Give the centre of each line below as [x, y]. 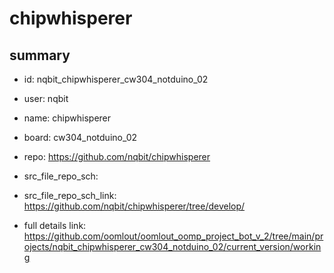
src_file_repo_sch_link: [70, 195]
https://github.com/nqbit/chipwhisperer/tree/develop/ [134, 206]
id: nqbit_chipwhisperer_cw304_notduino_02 [116, 79]
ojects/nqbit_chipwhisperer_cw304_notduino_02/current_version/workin [172, 246]
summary [40, 55]
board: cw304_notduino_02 [80, 137]
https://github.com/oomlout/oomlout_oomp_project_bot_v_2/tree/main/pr [173, 236]
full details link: [55, 225]
